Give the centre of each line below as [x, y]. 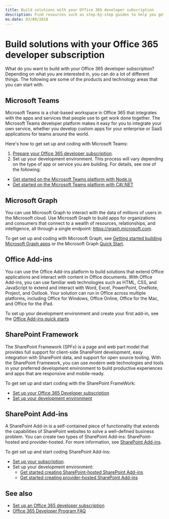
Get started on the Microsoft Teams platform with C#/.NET [73, 185]
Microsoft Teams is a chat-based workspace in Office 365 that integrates [81, 113]
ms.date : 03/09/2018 [27, 19]
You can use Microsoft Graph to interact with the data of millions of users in [83, 212]
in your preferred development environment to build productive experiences [84, 368]
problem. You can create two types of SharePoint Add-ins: [66, 437]
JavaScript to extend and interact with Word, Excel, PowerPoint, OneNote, [82, 288]
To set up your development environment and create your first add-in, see [82, 313]
